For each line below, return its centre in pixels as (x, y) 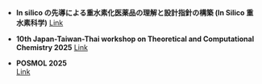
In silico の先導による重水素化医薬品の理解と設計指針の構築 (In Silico (130, 13)
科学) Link (47, 23)
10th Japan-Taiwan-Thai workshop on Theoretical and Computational (135, 39)
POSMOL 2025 (41, 63)
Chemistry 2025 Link (52, 47)
